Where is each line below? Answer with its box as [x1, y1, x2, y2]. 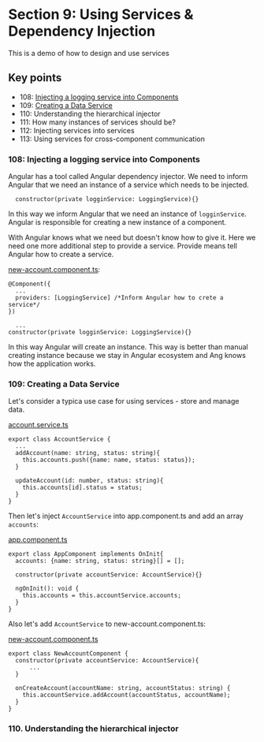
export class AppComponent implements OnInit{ [8, 550, 164, 558]
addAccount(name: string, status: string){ [15, 449, 160, 457]
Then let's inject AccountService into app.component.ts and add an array [8, 511, 244, 521]
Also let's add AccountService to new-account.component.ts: [8, 619, 206, 628]
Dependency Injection [8, 22, 156, 40]
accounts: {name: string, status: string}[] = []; [15, 557, 185, 565]
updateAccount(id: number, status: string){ [15, 477, 164, 485]
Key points [8, 71, 62, 84]
